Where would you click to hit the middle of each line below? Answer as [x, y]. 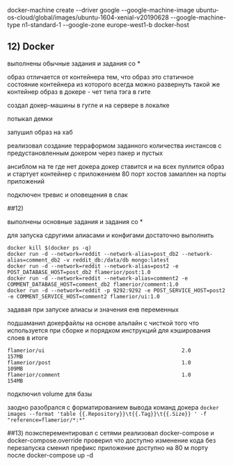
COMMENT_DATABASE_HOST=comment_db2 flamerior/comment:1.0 [93, 284]
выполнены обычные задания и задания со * [74, 63]
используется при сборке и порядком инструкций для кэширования [109, 330]
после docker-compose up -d [50, 455]
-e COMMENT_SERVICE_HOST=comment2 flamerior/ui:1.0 [83, 296]
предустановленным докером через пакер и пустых [85, 153]
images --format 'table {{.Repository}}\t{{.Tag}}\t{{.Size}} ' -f [107, 414]
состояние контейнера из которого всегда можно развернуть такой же [114, 84]
